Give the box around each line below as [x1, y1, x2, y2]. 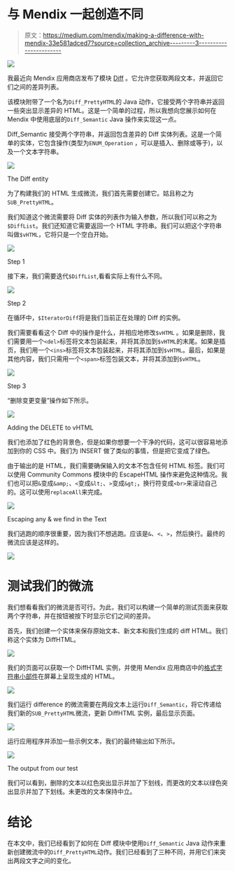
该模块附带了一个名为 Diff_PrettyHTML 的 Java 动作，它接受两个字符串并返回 [7, 97, 225, 106]
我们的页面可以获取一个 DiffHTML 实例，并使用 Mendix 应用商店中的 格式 [7, 663, 217, 671]
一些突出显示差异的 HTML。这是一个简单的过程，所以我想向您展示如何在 [7, 106, 217, 114]
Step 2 [7, 299, 27, 307]
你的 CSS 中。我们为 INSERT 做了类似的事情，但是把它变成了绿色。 [19, 446, 214, 455]
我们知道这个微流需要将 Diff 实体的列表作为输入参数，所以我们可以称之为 [7, 212, 218, 221]
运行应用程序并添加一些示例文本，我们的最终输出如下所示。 [7, 736, 179, 745]
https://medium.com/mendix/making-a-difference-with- [43, 31, 204, 39]
